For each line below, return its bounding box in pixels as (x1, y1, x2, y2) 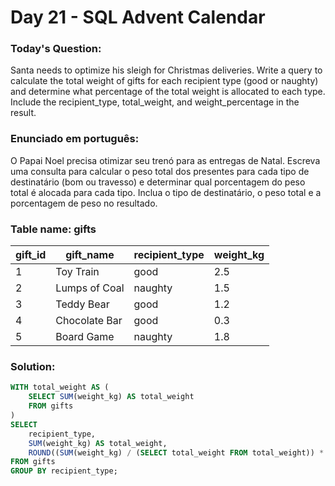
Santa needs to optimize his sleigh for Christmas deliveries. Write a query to (10, 64, 323, 76)
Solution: (10, 360, 56, 373)
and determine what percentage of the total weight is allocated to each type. (10, 86, 326, 98)
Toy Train (55, 265, 100, 279)
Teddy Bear (55, 297, 110, 311)
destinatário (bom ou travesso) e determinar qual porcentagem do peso (10, 176, 306, 188)
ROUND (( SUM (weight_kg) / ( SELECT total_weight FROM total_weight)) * (28, 447, 325, 458)
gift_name (65, 248, 115, 262)
